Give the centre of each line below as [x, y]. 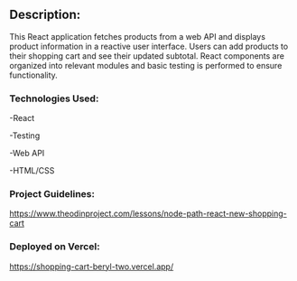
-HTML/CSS [32, 171]
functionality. [34, 75]
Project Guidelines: [52, 194]
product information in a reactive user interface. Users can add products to [149, 46]
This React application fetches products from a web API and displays [138, 36]
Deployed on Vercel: [55, 247]
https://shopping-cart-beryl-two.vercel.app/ [92, 267]
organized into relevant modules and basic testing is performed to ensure [146, 65]
